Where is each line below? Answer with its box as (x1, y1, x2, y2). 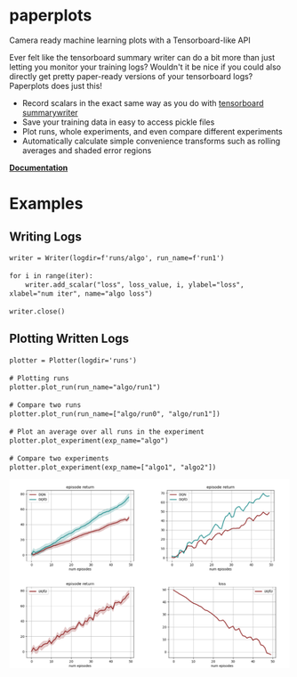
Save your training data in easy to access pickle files (21, 117, 215, 127)
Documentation (9, 162, 68, 173)
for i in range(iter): (9, 271, 93, 281)
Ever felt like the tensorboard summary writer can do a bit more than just (9, 52, 276, 62)
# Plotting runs (9, 373, 69, 383)
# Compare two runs (9, 400, 82, 410)
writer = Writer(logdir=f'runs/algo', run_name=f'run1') (9, 253, 225, 263)
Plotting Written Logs (9, 331, 130, 347)
